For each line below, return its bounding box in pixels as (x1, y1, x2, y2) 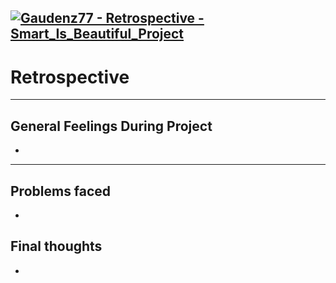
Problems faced (10, 182, 112, 200)
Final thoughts (10, 238, 103, 255)
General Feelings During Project (10, 117, 213, 135)
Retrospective (10, 66, 130, 88)
